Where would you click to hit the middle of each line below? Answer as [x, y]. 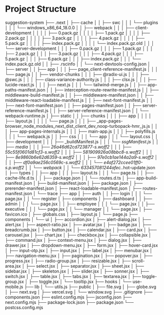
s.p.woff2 [15, 167]
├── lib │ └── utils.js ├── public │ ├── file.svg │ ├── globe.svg [90, 287]
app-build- [147, 178]
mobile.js [14, 287]
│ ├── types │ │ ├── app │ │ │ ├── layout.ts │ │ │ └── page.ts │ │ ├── [79, 173]
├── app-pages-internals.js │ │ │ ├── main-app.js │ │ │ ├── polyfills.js [82, 131]
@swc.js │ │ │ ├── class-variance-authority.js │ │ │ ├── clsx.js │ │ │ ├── [81, 79]
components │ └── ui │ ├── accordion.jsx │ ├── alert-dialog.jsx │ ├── [78, 219]
